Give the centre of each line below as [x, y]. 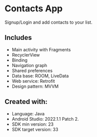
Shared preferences [32, 70]
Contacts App [34, 9]
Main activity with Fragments [41, 49]
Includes [18, 38]
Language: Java [28, 113]
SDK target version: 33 [35, 129]
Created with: [26, 102]
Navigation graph [29, 65]
